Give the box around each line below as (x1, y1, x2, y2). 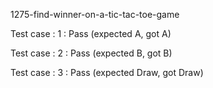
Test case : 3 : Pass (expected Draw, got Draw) (10, 67, 204, 78)
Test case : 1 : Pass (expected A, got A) (10, 28, 172, 39)
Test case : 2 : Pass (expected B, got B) (10, 47, 173, 59)
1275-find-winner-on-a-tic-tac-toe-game (10, 9, 180, 20)
